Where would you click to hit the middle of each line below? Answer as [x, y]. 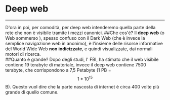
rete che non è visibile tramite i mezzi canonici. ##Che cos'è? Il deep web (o [85, 33]
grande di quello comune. [32, 92]
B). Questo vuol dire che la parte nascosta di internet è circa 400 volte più [82, 86]
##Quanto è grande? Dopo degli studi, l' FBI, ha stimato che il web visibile [82, 59]
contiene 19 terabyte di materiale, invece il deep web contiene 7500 [76, 65]
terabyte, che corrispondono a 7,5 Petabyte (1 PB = [58, 70]
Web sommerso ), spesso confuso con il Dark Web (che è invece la [75, 38]
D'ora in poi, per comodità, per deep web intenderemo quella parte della [80, 27]
